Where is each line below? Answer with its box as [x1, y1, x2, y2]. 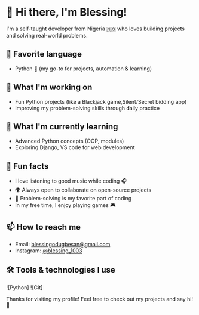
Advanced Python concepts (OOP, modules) [14, 137, 124, 145]
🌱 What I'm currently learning [6, 122, 118, 132]
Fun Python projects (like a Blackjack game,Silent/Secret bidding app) [14, 98, 187, 105]
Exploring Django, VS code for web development [14, 144, 136, 151]
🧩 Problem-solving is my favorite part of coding [14, 195, 132, 202]
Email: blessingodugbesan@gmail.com [14, 241, 111, 248]
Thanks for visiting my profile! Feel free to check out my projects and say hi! [6, 295, 193, 302]
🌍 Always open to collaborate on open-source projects [14, 186, 152, 193]
